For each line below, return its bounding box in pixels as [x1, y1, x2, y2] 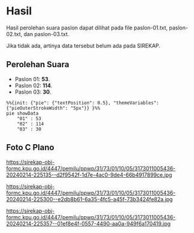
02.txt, [6, 30, 23, 37]
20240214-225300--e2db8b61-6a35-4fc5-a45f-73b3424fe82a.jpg [6, 195, 173, 202]
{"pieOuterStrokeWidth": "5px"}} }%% [6, 105, 101, 111]
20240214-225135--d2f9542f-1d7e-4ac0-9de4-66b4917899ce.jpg [6, 171, 172, 178]
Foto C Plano [6, 142, 54, 153]
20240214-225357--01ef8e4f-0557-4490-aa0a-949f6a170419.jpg [6, 220, 171, 227]
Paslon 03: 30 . [14, 88, 51, 95]
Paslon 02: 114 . [14, 82, 53, 89]
